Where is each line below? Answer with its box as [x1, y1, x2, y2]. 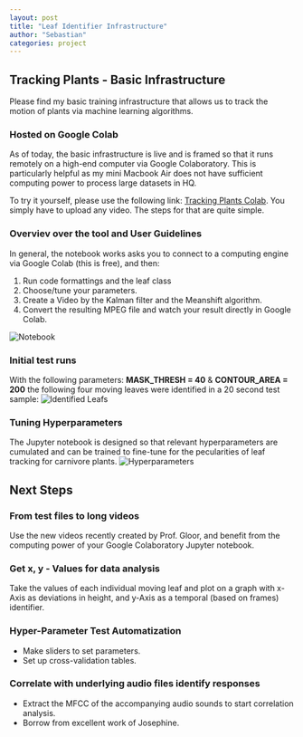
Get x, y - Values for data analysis [9, 562, 160, 575]
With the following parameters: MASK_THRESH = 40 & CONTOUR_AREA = [9, 374, 289, 385]
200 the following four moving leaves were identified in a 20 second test [9, 384, 280, 395]
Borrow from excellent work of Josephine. [22, 717, 180, 728]
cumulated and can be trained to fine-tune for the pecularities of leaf [9, 446, 266, 457]
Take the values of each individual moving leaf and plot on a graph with [9, 583, 276, 594]
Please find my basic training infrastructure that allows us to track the [9, 96, 269, 107]
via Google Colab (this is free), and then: [9, 257, 160, 268]
